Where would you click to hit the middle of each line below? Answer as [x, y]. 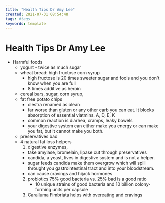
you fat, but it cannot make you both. [65, 131]
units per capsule [70, 190]
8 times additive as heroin [54, 89]
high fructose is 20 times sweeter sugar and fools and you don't [94, 78]
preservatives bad [39, 137]
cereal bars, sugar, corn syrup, [52, 94]
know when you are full [52, 83]
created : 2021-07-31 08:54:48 [37, 14]
